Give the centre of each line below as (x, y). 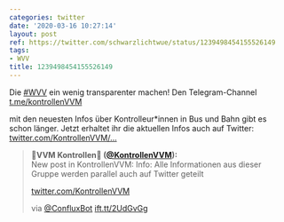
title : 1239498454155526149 (61, 67)
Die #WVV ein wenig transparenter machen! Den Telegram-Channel (133, 92)
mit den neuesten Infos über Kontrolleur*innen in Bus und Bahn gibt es (138, 119)
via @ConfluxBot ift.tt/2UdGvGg (89, 208)
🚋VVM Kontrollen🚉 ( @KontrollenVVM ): (104, 155)
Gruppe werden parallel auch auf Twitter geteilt (117, 173)
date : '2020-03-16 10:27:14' (63, 26)
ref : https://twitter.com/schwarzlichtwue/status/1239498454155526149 (142, 42)
